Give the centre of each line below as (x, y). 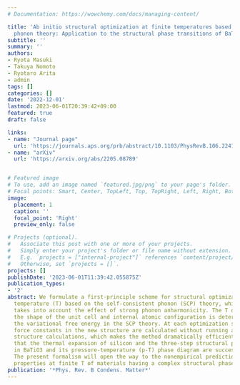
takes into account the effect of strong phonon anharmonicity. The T (121, 310)
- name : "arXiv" (31, 153)
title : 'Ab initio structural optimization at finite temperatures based (120, 27)
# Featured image (33, 178)
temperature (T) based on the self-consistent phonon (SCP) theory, (118, 304)
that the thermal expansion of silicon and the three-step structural (121, 344)
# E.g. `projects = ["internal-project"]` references (92, 257)
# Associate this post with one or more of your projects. (100, 244)
